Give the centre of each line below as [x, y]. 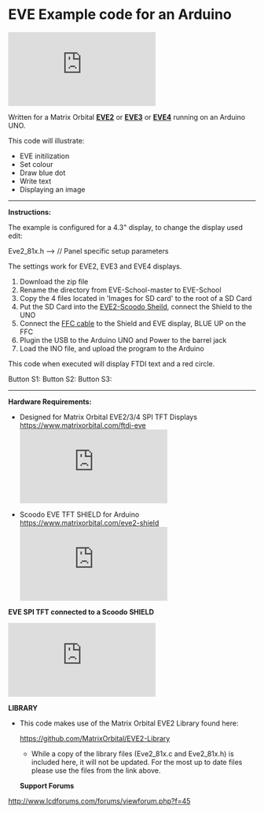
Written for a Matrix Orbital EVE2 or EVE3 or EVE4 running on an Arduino [127, 117]
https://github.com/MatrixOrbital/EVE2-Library [95, 738]
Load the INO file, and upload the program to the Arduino [112, 348]
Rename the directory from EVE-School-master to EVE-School [120, 290]
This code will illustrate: [46, 140]
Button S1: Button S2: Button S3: [60, 379]
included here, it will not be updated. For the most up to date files [137, 762]
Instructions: [30, 212]
